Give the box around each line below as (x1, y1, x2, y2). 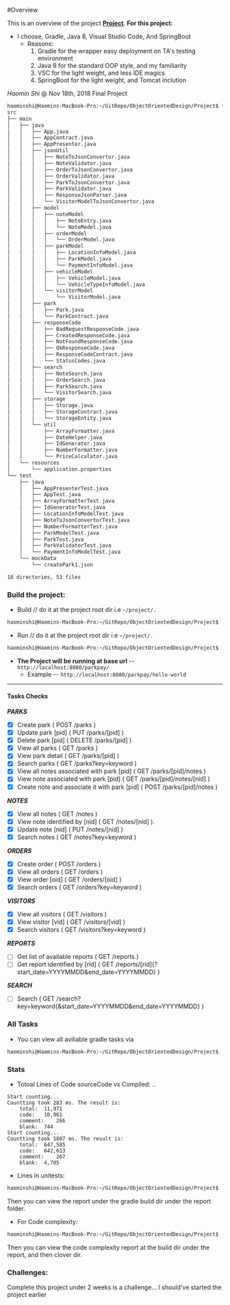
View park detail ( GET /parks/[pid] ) (16, 752, 120, 760)
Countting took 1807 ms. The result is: (7, 1135, 125, 1142)
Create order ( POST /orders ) (16, 859, 101, 868)
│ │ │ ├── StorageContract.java (7, 408, 118, 415)
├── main (7, 115, 32, 122)
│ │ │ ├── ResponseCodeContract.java (7, 351, 133, 358)
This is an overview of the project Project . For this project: (7, 19, 173, 27)
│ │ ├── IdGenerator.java (7, 440, 106, 448)
